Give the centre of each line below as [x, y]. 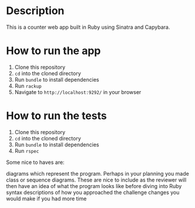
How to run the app [53, 51]
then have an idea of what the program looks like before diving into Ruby [94, 186]
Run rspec [27, 150]
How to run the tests [56, 116]
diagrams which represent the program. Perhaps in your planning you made [97, 173]
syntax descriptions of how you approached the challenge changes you [93, 192]
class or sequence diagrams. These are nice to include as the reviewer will [96, 180]
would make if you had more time [46, 199]
